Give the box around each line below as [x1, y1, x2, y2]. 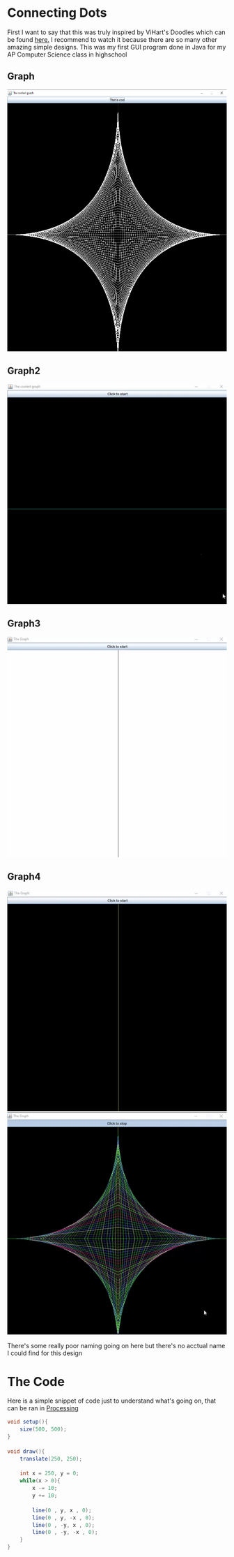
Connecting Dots [7, 5, 107, 21]
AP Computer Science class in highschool [7, 50, 127, 59]
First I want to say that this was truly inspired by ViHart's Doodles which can [7, 28, 226, 36]
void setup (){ [7, 1419, 49, 1426]
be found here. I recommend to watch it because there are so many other [7, 35, 218, 43]
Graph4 [7, 871, 41, 883]
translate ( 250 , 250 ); [19, 1455, 82, 1462]
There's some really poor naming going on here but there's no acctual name [7, 1342, 226, 1350]
